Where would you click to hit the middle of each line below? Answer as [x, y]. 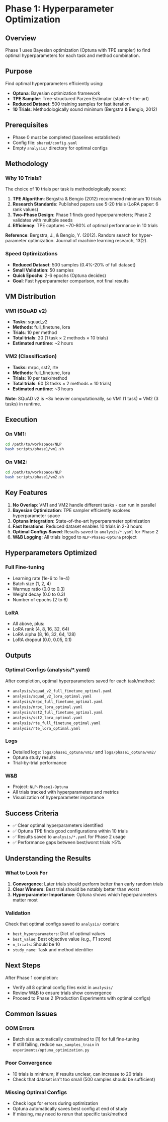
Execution [21, 419]
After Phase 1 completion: [32, 977]
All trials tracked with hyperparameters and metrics [66, 792]
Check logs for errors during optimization [55, 1103]
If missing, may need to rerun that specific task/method [70, 1114]
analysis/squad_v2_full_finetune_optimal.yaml [62, 691]
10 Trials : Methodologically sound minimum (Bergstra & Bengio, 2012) [85, 109]
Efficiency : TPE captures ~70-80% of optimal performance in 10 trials [85, 226]
